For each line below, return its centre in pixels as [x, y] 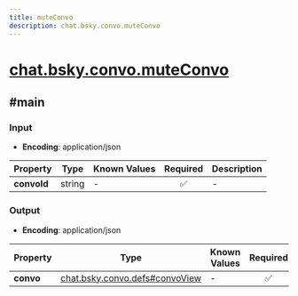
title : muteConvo [41, 17]
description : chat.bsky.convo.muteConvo [85, 26]
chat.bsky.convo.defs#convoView [131, 278]
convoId [31, 184]
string [73, 184]
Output [25, 211]
